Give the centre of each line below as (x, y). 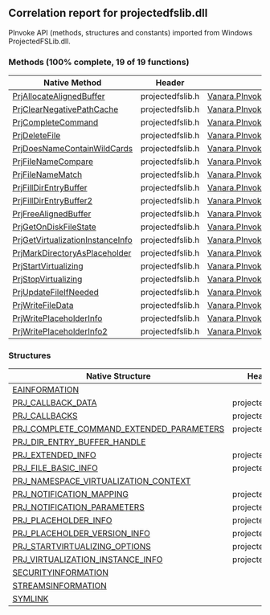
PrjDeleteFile (37, 136)
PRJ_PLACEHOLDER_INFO (62, 520)
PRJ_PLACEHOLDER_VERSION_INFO (82, 534)
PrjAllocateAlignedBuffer (59, 96)
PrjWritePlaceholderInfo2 (60, 331)
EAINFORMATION (46, 390)
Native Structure (118, 376)
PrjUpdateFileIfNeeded (55, 293)
